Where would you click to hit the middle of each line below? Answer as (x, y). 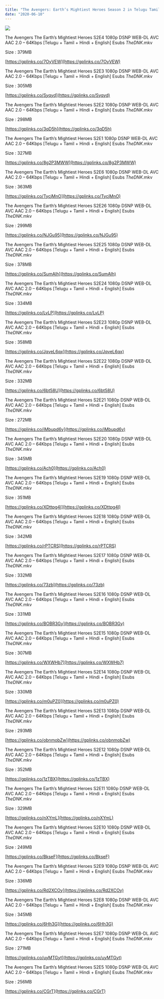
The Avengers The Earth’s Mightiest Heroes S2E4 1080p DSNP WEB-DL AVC (82, 37)
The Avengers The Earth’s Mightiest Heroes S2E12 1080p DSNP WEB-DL (78, 749)
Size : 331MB (18, 614)
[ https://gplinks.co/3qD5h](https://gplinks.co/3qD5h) (58, 129)
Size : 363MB (19, 186)
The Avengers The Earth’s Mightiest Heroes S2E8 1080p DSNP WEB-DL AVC (82, 900)
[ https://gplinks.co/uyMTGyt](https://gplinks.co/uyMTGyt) (63, 957)
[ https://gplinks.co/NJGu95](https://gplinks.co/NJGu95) (61, 235)
